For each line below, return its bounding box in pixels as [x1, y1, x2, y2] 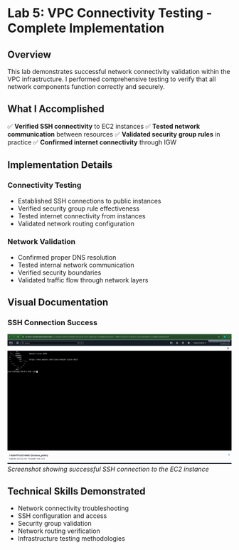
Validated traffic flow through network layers [17, 275, 149, 284]
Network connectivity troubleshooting [17, 504, 129, 513]
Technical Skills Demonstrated [7, 485, 146, 497]
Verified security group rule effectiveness [17, 204, 140, 213]
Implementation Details [7, 159, 113, 171]
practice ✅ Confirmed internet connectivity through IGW [7, 137, 177, 147]
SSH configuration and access [17, 512, 107, 520]
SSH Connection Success [7, 318, 98, 328]
